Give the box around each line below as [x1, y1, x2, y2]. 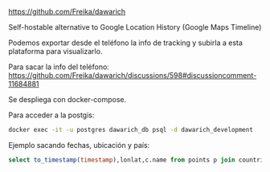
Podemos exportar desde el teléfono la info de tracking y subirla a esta [8, 38, 243, 47]
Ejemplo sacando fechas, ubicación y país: [8, 140, 150, 149]
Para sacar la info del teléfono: [8, 62, 110, 72]
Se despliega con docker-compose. [8, 95, 127, 104]
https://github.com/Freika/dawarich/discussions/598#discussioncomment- [8, 71, 257, 80]
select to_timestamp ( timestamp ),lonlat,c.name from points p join [8, 156, 235, 164]
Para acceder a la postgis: [8, 110, 95, 120]
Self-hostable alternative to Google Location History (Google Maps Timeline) [8, 23, 262, 31]
